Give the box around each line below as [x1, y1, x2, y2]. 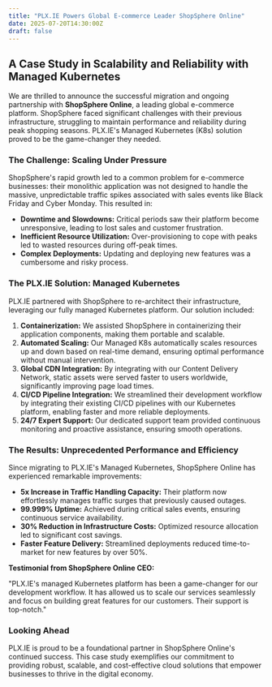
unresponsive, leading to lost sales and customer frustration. [19, 223, 223, 233]
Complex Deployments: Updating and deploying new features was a [19, 249, 251, 259]
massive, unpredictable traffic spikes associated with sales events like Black [8, 190, 264, 200]
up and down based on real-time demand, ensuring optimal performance [19, 346, 265, 356]
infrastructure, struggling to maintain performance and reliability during [8, 117, 247, 127]
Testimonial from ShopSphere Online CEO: [8, 563, 155, 573]
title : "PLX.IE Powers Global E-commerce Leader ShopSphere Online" [8, 11, 245, 20]
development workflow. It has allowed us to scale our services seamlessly [8, 587, 256, 597]
